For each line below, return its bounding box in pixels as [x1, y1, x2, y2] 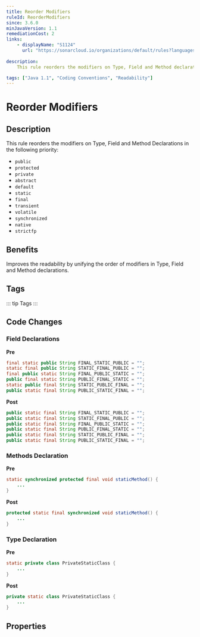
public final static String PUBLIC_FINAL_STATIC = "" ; [6, 376, 145, 383]
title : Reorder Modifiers [6, 8, 70, 15]
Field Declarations [6, 335, 60, 343]
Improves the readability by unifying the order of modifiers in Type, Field [6, 260, 184, 268]
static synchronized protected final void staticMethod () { [6, 477, 159, 483]
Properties [6, 621, 46, 631]
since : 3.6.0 [6, 20, 39, 26]
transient [14, 203, 40, 209]
